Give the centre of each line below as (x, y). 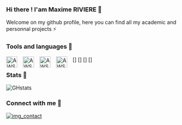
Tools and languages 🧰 (39, 47)
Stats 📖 (17, 75)
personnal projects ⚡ (31, 29)
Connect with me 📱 (34, 103)
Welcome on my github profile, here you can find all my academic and (91, 23)
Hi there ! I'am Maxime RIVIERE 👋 (54, 9)
